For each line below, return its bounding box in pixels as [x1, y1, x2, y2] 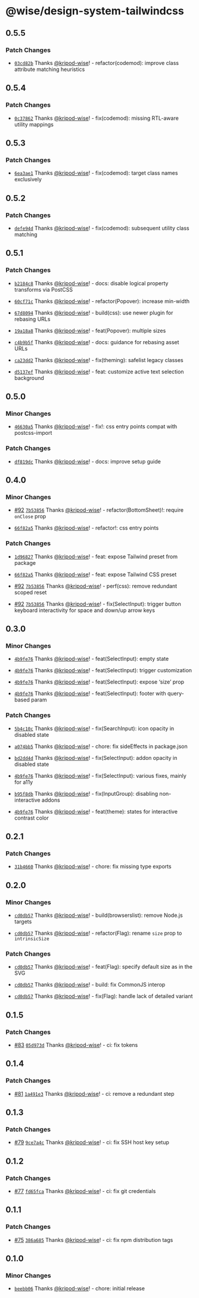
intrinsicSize [14, 935, 49, 942]
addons [41, 796, 60, 803]
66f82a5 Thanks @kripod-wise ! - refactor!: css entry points [14, 524, 159, 531]
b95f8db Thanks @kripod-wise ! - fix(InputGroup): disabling [14, 790, 158, 797]
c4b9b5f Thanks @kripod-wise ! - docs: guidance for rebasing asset [14, 338, 179, 345]
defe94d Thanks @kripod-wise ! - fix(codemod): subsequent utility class [14, 224, 189, 231]
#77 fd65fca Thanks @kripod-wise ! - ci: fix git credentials [14, 1188, 156, 1194]
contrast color [14, 814, 49, 821]
